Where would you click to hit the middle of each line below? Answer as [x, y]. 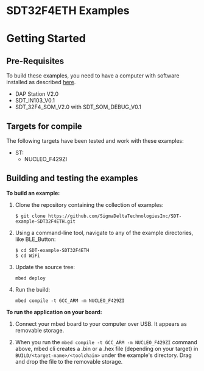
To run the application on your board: [54, 312]
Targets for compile [44, 126]
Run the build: [33, 289]
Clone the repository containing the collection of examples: [89, 204]
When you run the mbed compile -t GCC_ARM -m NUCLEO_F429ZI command [106, 342]
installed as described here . [41, 82]
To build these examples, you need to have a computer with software [93, 76]
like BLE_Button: [35, 239]
